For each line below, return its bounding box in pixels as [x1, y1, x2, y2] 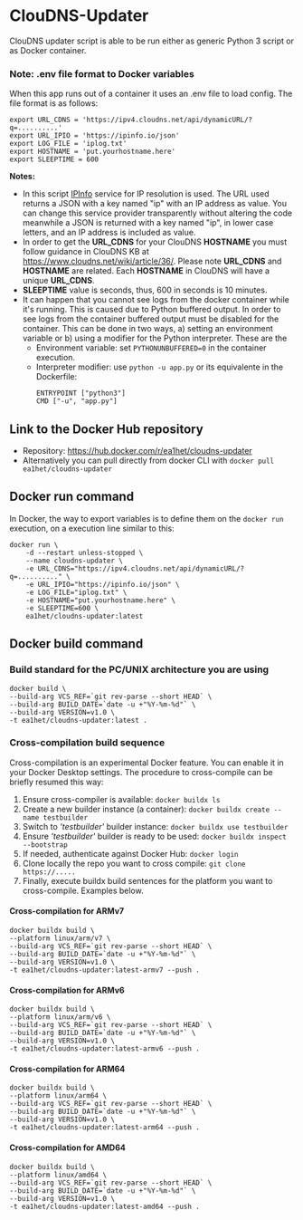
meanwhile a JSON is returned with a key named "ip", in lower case [22, 217, 274, 228]
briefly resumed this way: [9, 776, 104, 787]
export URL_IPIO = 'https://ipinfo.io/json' [9, 131, 180, 140]
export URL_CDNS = [9, 115, 79, 125]
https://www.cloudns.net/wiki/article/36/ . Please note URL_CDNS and [22, 255, 282, 267]
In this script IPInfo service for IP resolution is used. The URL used [22, 188, 270, 199]
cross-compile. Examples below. [22, 885, 144, 896]
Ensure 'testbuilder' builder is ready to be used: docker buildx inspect [22, 831, 287, 841]
